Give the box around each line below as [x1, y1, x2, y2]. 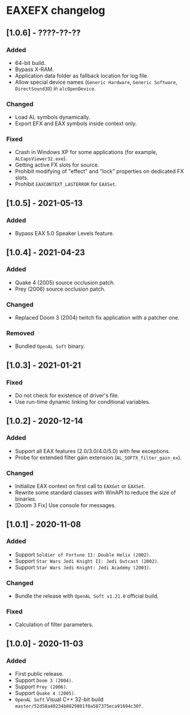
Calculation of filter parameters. [14, 621, 94, 628]
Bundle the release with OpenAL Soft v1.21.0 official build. [14, 592, 159, 599]
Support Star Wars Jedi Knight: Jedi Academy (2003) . [14, 563, 151, 571]
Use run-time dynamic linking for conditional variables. [14, 398, 151, 406]
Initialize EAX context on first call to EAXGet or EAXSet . [14, 483, 146, 490]
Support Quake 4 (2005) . [14, 690, 76, 697]
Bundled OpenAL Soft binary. [14, 342, 85, 350]
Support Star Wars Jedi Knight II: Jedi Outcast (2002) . [14, 557, 159, 565]
